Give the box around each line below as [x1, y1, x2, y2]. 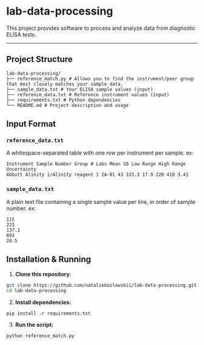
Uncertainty [6, 166, 36, 173]
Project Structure [6, 54, 73, 64]
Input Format [6, 119, 56, 129]
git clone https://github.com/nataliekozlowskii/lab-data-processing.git [6, 282, 197, 288]
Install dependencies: [15, 299, 72, 306]
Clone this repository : [15, 270, 72, 277]
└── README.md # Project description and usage [6, 102, 129, 108]
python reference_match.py [6, 333, 75, 339]
